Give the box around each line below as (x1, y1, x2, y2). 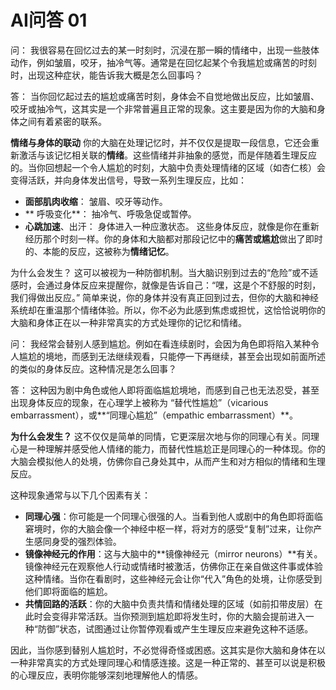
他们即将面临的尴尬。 (24, 585, 113, 597)
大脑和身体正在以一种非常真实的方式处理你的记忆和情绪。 (10, 316, 247, 328)
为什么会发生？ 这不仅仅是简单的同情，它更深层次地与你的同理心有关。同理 (10, 430, 320, 442)
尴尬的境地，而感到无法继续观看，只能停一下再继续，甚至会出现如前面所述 (18, 350, 326, 362)
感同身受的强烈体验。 (33, 535, 122, 547)
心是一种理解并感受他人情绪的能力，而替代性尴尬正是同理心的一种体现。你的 (10, 442, 326, 455)
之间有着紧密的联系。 (18, 115, 107, 127)
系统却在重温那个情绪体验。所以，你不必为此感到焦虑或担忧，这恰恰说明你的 (10, 304, 326, 316)
